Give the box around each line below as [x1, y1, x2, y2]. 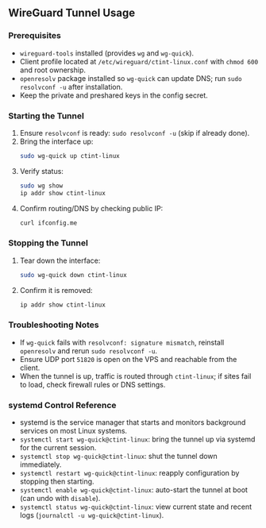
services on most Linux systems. [19, 426, 128, 436]
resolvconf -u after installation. [19, 82, 123, 91]
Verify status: [19, 166, 64, 175]
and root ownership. [19, 65, 86, 75]
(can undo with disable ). [19, 494, 101, 503]
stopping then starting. [19, 476, 94, 487]
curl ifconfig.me [19, 218, 78, 227]
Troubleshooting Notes [8, 319, 99, 330]
